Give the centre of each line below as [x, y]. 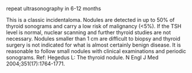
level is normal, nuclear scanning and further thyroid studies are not [89, 32]
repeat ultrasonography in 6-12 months [54, 9]
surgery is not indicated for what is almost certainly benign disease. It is [94, 45]
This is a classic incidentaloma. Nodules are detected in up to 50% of [91, 20]
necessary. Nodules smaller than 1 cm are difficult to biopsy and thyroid [93, 39]
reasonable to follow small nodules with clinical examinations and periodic [96, 51]
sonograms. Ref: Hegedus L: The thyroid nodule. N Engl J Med [82, 57]
